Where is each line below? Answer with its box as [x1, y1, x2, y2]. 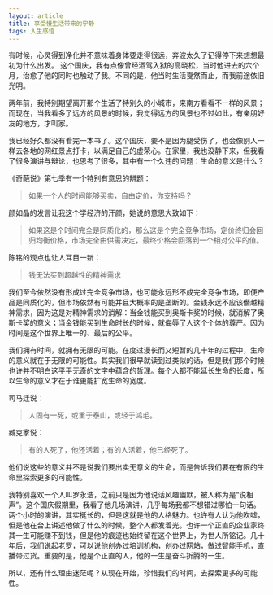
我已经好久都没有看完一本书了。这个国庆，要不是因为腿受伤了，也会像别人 [8, 136, 258, 146]
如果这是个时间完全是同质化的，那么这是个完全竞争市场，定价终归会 [28, 225, 257, 235]
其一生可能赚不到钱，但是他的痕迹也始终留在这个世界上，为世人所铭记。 [8, 531, 250, 540]
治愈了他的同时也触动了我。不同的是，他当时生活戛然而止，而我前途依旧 [22, 71, 265, 81]
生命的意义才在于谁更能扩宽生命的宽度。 [15, 376, 151, 386]
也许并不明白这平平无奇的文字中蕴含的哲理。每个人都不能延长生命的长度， [8, 365, 258, 375]
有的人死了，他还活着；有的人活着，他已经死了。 [28, 445, 193, 455]
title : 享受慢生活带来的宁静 [8, 20, 95, 28]
